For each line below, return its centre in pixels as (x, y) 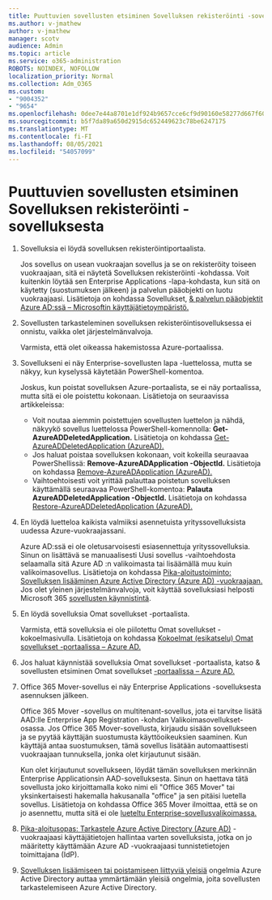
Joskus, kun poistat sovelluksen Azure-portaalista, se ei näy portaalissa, (140, 388)
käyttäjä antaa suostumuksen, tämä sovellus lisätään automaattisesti (134, 746)
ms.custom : (27, 91)
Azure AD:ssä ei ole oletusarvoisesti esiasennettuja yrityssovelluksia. (135, 546)
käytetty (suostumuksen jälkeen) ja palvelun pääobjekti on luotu (126, 290)
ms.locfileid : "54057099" (52, 152)
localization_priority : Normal (61, 76)
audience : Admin (36, 46)
